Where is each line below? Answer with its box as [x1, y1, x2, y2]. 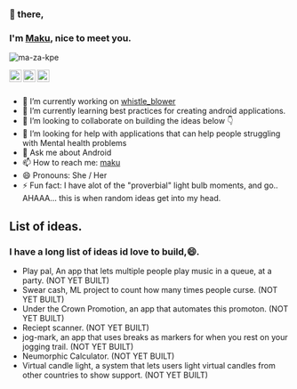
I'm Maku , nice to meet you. [9, 31, 132, 44]
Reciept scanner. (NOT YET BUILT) [21, 322, 149, 333]
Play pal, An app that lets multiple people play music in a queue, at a [21, 265, 273, 276]
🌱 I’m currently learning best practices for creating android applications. [21, 106, 286, 117]
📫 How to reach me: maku [21, 158, 121, 168]
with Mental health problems [21, 138, 127, 149]
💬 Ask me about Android [21, 147, 112, 158]
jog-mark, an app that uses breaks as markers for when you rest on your [21, 331, 288, 342]
